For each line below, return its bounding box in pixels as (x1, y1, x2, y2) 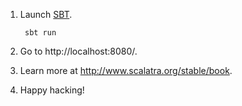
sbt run (24, 28, 57, 38)
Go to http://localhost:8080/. (19, 45, 138, 57)
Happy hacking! (19, 84, 85, 96)
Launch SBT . (19, 9, 73, 20)
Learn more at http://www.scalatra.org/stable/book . (19, 65, 233, 76)
